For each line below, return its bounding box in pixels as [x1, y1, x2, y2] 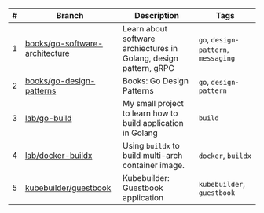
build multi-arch [123, 150, 183, 160]
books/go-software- [24, 39, 104, 49]
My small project [123, 98, 185, 108]
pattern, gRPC [123, 63, 175, 73]
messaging [199, 54, 236, 62]
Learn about [123, 24, 167, 34]
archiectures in [123, 43, 178, 53]
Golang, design [123, 53, 179, 64]
